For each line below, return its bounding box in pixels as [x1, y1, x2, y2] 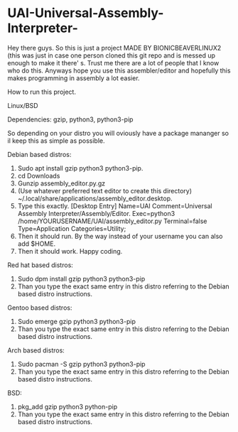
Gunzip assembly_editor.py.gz [17, 179, 105, 188]
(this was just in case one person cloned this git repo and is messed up [7, 51, 215, 60]
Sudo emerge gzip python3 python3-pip [17, 317, 136, 325]
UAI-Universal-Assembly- [7, 5, 164, 21]
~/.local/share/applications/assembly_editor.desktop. [17, 194, 173, 202]
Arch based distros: [7, 346, 65, 355]
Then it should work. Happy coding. [17, 247, 123, 255]
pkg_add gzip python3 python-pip [17, 402, 118, 411]
